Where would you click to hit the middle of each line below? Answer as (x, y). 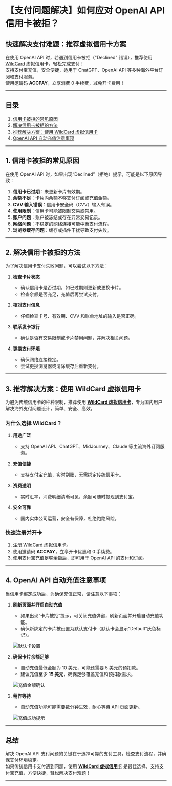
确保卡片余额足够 (31, 656)
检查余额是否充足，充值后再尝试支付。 (61, 294)
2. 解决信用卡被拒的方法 (43, 253)
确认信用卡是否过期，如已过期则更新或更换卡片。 (72, 288)
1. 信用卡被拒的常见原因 (42, 161)
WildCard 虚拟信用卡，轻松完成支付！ (45, 64)
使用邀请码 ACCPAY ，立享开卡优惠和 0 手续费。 (63, 551)
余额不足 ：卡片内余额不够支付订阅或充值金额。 (62, 198)
